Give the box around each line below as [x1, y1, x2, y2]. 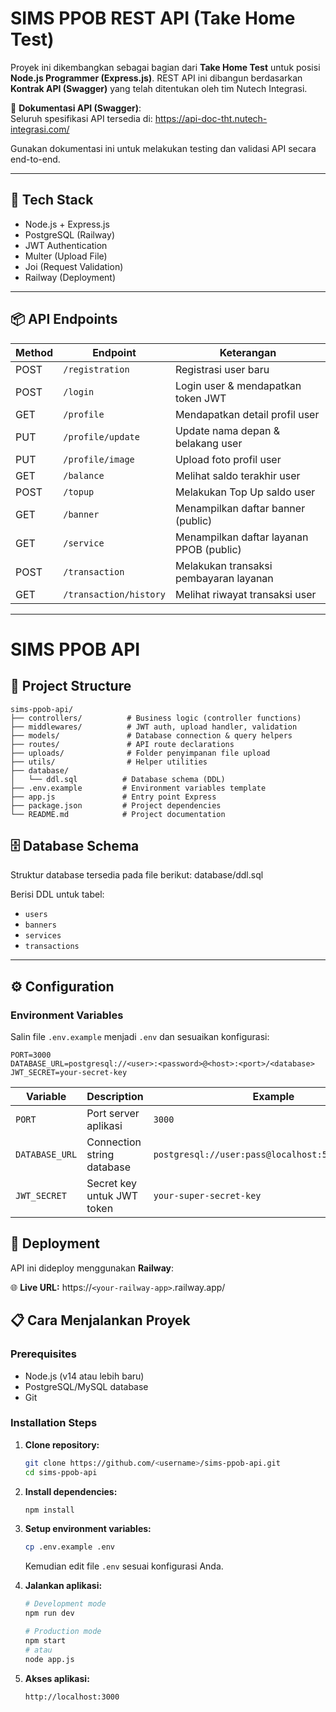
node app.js [24, 1654, 75, 1664]
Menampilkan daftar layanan [174, 530, 309, 544]
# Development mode [24, 1599, 107, 1609]
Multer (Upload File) [24, 250, 108, 262]
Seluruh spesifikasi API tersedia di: [10, 112, 153, 124]
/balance [63, 470, 105, 481]
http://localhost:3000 [24, 1692, 120, 1702]
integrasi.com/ [10, 123, 70, 135]
